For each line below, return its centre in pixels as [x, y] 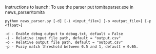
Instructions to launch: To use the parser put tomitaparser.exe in [69, 7]
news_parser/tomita [25, 12]
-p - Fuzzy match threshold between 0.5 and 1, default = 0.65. [72, 47]
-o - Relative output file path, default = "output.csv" [64, 42]
